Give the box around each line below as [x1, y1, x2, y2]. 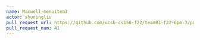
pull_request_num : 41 [6, 25, 60, 31]
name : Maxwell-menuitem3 [6, 8, 68, 15]
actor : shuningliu [6, 14, 52, 20]
